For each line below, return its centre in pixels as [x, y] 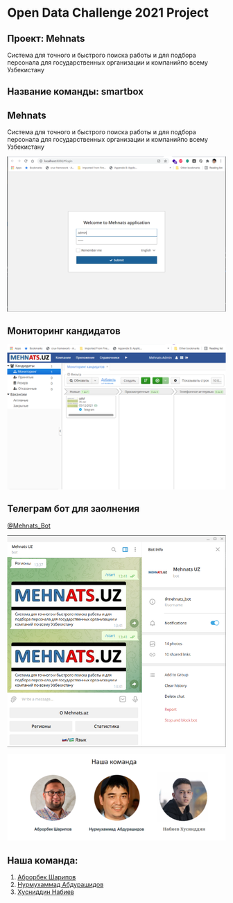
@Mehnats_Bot [29, 526]
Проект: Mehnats [46, 39]
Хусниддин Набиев [46, 892]
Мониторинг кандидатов [64, 331]
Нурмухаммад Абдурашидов [60, 885]
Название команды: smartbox [76, 92]
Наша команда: [43, 860]
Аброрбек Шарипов [46, 877]
